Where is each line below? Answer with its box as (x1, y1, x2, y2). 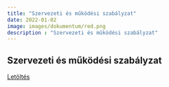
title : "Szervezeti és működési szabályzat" (7, 10, 137, 17)
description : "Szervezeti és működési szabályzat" (7, 29, 158, 36)
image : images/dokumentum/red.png (7, 23, 106, 29)
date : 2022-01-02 (7, 16, 57, 23)
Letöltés (7, 73, 30, 81)
